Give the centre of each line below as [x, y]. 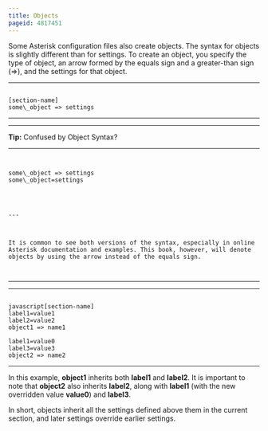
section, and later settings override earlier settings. [92, 418]
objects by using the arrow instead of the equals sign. [105, 257]
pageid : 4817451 [35, 23]
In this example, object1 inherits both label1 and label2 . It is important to [127, 377]
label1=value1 [32, 313]
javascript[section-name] [51, 306]
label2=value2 [32, 320]
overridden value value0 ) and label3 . [70, 394]
